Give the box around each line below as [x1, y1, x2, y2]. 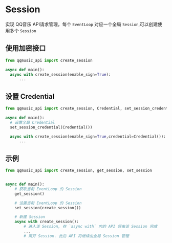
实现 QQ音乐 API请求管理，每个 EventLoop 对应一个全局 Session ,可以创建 [5, 21, 158, 27]
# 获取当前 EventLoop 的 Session [14, 186, 82, 191]
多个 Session [9, 27, 37, 34]
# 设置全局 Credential [10, 120, 55, 125]
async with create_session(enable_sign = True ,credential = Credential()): [10, 134, 166, 139]
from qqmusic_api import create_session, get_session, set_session [5, 168, 153, 173]
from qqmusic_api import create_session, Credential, [5, 106, 123, 111]
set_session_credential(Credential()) [10, 124, 93, 130]
